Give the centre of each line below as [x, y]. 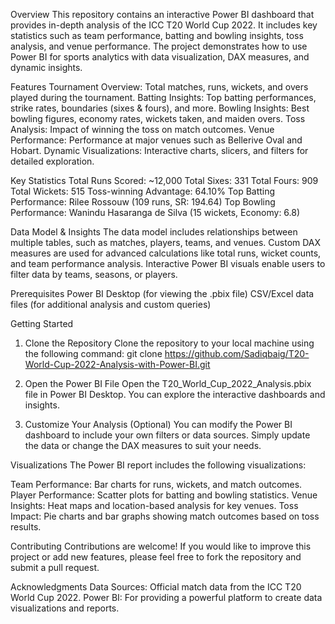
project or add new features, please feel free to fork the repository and [156, 557]
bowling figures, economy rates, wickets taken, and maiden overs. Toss [158, 118]
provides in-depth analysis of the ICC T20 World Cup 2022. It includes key [164, 25]
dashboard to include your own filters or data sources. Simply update [167, 435]
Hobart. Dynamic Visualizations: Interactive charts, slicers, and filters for [159, 150]
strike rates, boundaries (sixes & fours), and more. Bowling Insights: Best [160, 108]
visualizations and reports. [65, 608]
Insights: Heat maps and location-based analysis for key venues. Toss [154, 505]
